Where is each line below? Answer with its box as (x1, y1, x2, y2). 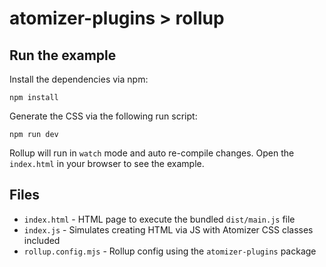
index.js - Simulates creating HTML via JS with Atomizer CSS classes (23, 223, 314, 236)
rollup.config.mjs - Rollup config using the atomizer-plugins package (23, 245, 317, 257)
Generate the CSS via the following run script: (9, 110, 198, 122)
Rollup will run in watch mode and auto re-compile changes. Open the (9, 147, 295, 159)
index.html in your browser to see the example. (9, 158, 205, 169)
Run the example (9, 47, 117, 64)
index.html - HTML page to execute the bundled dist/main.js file (23, 213, 296, 225)
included (23, 234, 61, 246)
